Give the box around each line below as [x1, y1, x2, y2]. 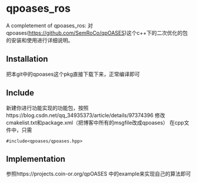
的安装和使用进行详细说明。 [6, 36, 74, 44]
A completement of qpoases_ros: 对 [6, 22, 93, 29]
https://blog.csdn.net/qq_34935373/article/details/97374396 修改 [6, 111, 166, 119]
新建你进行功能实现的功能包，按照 [6, 104, 89, 111]
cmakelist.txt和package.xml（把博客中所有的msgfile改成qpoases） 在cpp [6, 119, 184, 126]
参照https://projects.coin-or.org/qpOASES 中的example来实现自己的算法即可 [6, 170, 191, 178]
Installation [6, 54, 48, 64]
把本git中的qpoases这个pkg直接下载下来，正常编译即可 [6, 70, 140, 78]
